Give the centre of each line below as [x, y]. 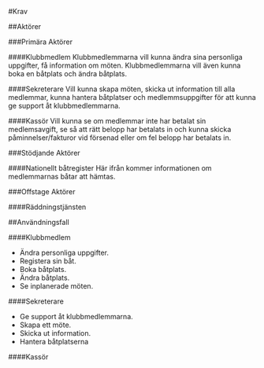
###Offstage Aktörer [42, 191]
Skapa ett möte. [45, 325]
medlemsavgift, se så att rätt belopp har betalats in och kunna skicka [120, 129]
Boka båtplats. [43, 269]
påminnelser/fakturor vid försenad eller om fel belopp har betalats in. [120, 138]
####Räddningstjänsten [47, 207]
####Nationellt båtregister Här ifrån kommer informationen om [110, 168]
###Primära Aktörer [41, 42]
